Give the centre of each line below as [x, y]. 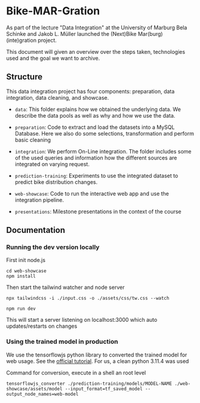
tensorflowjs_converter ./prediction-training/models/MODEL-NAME [89, 383]
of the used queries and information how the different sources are [96, 158]
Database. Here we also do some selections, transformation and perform [104, 133]
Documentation [36, 230]
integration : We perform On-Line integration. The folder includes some [103, 151]
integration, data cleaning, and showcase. [58, 97]
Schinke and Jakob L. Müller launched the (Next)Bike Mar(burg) [84, 33]
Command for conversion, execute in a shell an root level [76, 373]
